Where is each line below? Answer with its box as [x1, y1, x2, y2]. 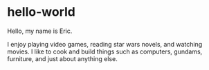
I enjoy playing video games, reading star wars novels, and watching [7, 40, 203, 48]
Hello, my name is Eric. [7, 27, 73, 35]
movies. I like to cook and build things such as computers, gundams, [7, 47, 203, 56]
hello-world [7, 4, 76, 20]
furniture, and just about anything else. [7, 54, 118, 62]
